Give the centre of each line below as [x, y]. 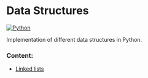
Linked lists [29, 69]
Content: [20, 55]
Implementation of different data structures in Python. [74, 39]
